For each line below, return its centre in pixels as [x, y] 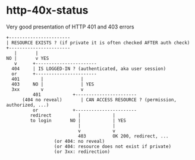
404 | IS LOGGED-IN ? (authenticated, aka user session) [89, 69]
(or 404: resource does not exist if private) [112, 146]
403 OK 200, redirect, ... [123, 136]
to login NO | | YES [78, 120]
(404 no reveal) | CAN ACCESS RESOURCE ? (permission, [99, 100]
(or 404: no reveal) [79, 141]
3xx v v [48, 89]
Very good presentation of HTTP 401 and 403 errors [70, 27]
